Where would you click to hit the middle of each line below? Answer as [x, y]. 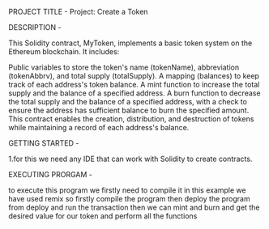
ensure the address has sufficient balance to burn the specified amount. [129, 110]
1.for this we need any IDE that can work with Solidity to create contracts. [130, 159]
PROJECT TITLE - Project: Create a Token [78, 12]
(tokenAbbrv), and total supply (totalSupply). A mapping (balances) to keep [134, 76]
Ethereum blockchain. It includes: [64, 51]
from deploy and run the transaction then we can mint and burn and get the [134, 207]
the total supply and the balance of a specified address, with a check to [128, 102]
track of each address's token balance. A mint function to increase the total [134, 85]
